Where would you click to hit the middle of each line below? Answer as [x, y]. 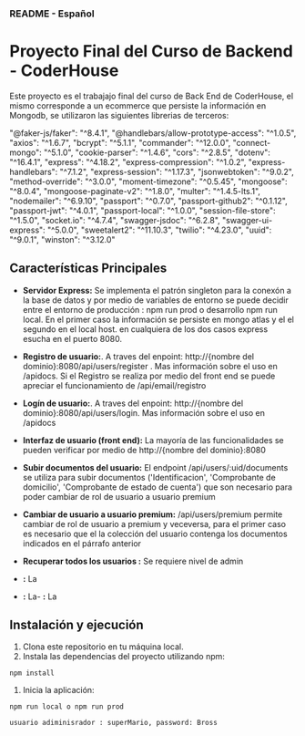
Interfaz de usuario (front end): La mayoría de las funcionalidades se [153, 440]
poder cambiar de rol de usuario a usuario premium [119, 496]
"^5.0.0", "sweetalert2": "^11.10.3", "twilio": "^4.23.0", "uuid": [159, 230]
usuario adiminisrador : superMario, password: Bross [114, 723]
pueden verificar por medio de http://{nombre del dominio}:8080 [144, 450]
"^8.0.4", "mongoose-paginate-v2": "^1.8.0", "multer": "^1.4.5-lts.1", [135, 191]
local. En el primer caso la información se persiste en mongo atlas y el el [158, 319]
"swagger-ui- [247, 220]
